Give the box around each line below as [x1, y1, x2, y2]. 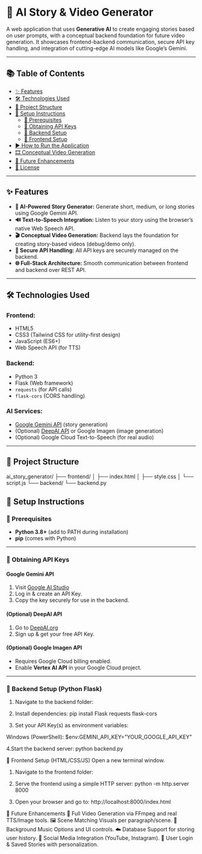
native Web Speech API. [14, 224, 75, 232]
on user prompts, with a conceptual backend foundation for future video [6, 31, 185, 39]
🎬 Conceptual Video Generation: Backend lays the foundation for [14, 232, 179, 239]
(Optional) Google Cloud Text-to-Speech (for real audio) [14, 434, 155, 441]
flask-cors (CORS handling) [14, 392, 85, 399]
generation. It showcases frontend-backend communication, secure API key [6, 38, 195, 45]
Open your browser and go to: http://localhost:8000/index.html [14, 799, 171, 806]
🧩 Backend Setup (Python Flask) [6, 685, 102, 693]
